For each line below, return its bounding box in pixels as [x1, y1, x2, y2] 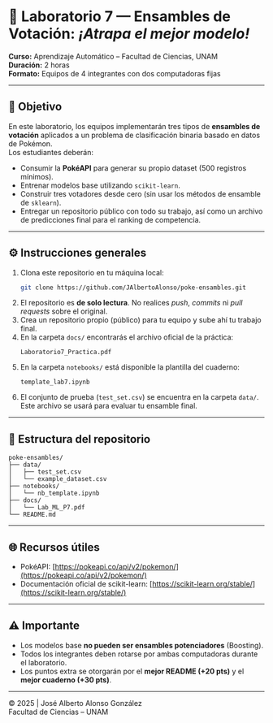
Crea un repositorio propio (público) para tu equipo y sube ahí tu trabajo [19, 315, 262, 325]
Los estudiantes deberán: [8, 147, 93, 157]
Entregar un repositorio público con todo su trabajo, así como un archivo [19, 206, 263, 216]
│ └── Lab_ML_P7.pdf [8, 504, 85, 512]
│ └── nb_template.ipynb [8, 489, 100, 498]
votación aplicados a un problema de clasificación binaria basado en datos [8, 130, 261, 140]
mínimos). [19, 171, 54, 181]
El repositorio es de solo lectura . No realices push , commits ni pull [19, 298, 243, 308]
